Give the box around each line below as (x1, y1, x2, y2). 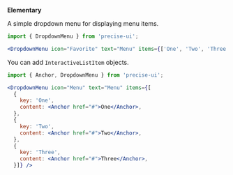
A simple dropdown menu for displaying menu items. (7, 20, 159, 27)
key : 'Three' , (20, 149, 61, 156)
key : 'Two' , (20, 123, 54, 130)
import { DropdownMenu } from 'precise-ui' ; (7, 33, 139, 40)
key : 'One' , (20, 97, 54, 104)
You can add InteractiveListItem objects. (7, 58, 129, 66)
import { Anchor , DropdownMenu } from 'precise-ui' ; (7, 71, 164, 79)
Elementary (7, 6, 42, 14)
